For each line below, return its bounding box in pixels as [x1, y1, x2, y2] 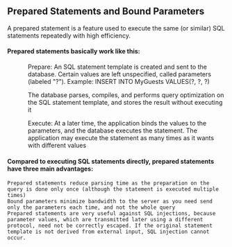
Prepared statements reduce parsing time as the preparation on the [7, 180, 210, 187]
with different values [27, 142, 87, 150]
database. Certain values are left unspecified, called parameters [27, 70, 212, 78]
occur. [7, 235, 26, 241]
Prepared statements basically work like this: [7, 47, 140, 56]
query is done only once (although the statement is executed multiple [7, 186, 219, 193]
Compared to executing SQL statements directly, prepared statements [7, 157, 215, 165]
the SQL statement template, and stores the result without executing [27, 99, 223, 107]
